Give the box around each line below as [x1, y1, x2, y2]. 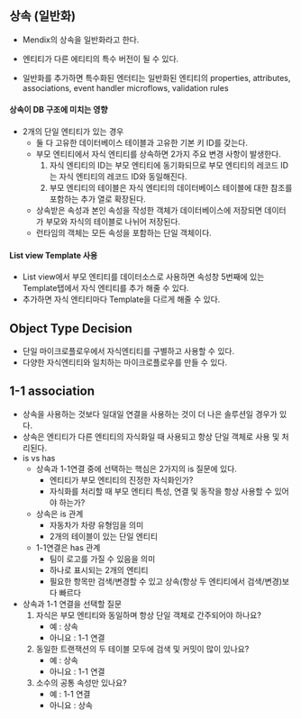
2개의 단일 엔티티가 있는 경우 [22, 126, 124, 137]
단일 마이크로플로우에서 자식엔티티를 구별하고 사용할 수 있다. [22, 346, 235, 357]
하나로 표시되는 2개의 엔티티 [49, 564, 149, 575]
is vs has [22, 452, 56, 463]
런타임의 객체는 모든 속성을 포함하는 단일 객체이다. [35, 228, 212, 239]
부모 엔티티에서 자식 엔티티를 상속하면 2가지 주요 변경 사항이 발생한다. [35, 149, 282, 159]
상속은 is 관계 [35, 508, 84, 519]
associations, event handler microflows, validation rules [22, 82, 229, 93]
